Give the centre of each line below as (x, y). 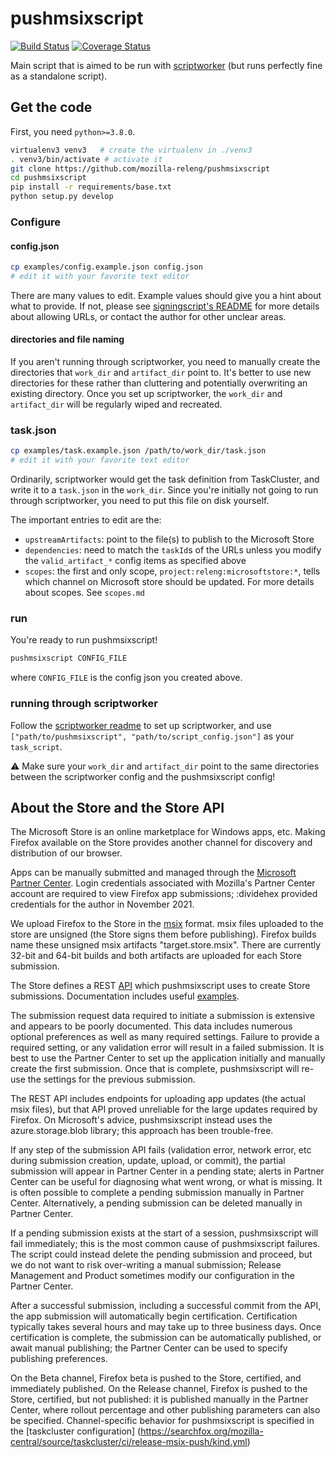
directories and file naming (67, 339)
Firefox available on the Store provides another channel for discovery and (161, 843)
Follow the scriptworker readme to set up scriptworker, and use (141, 725)
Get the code (51, 107)
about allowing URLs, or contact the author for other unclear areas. (148, 316)
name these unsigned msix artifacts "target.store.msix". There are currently (166, 945)
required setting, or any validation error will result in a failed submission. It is (167, 1048)
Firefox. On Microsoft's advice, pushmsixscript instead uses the (141, 1120)
